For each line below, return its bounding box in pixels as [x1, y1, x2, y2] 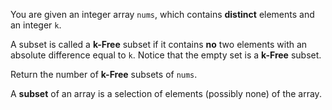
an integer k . [10, 19, 62, 31]
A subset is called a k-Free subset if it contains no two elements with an [10, 39, 308, 50]
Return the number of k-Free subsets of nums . [10, 69, 198, 80]
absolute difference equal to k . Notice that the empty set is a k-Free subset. [10, 49, 322, 61]
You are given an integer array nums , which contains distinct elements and [10, 9, 315, 20]
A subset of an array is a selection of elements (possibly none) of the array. [10, 88, 322, 99]
